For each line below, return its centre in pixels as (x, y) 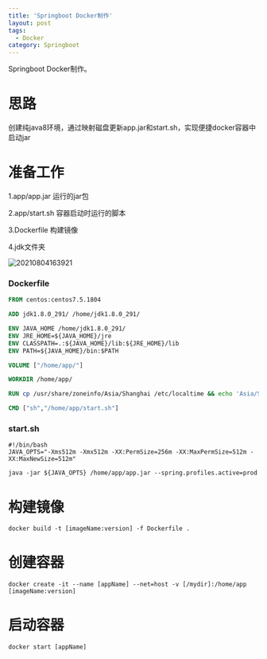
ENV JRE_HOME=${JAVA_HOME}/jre (60, 336)
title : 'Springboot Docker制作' (60, 16)
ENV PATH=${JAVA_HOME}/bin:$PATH (64, 351)
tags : (17, 30)
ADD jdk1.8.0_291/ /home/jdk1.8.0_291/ (74, 314)
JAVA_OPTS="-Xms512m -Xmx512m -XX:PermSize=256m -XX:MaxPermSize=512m (128, 452)
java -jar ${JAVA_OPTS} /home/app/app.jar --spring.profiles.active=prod (133, 473)
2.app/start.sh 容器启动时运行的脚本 (67, 213)
